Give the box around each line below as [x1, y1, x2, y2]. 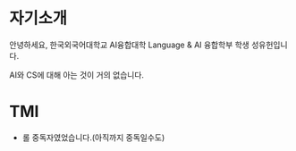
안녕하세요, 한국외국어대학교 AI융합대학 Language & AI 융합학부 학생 [9, 39, 250, 50]
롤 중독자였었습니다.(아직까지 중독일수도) [21, 131, 165, 143]
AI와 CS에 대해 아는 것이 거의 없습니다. [9, 69, 145, 80]
